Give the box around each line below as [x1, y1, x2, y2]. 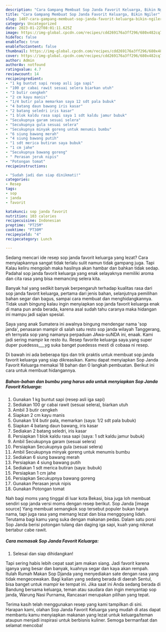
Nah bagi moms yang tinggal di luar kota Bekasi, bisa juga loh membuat [5, 495, 151, 501]
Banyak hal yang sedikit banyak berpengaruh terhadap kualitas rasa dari [5, 285, 152, 291]
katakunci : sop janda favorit [5, 209, 68, 214]
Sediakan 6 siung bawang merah [12, 454, 80, 460]
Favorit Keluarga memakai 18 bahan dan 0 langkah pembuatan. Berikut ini [5, 362, 155, 368]
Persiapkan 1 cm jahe [12, 470, 56, 476]
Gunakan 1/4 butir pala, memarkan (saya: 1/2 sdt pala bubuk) [12, 417, 136, 423]
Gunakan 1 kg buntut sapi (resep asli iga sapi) [12, 396, 105, 402]
